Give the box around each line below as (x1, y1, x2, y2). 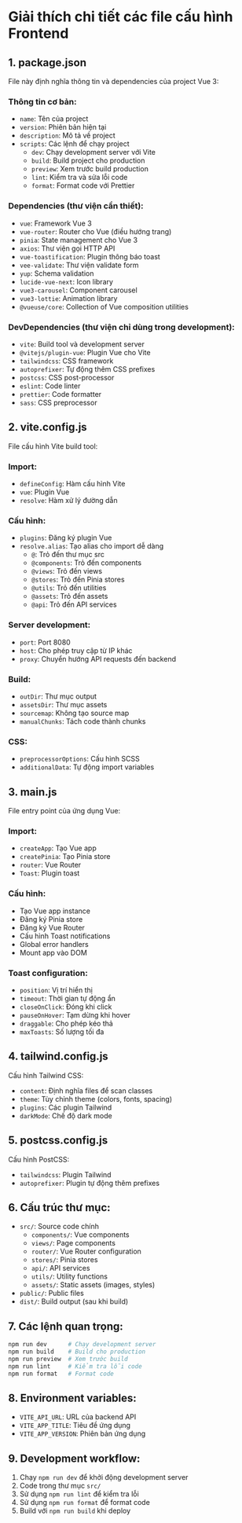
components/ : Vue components (31, 1230, 130, 1239)
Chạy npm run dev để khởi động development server (19, 1473, 189, 1482)
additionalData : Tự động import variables (19, 762, 155, 772)
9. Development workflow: (8, 1451, 141, 1465)
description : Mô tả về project (19, 130, 115, 141)
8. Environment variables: (8, 1391, 137, 1404)
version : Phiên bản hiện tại (19, 123, 107, 132)
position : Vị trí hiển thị (19, 985, 93, 994)
